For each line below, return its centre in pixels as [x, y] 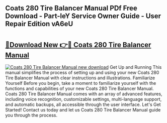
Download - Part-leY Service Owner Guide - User [83, 16]
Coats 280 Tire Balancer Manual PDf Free [71, 8]
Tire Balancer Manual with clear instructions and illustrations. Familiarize [80, 78]
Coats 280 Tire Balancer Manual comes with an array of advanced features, [84, 94]
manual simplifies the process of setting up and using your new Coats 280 [82, 73]
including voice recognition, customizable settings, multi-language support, [83, 99]
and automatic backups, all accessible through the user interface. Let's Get [83, 104]
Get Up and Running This [136, 67]
